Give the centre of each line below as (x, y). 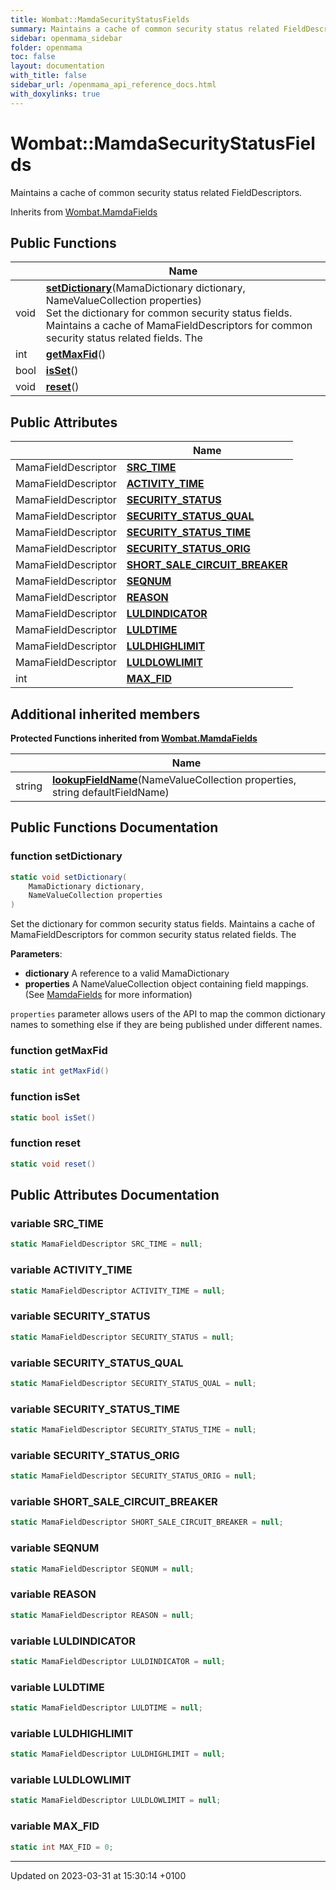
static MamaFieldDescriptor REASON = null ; (102, 1615)
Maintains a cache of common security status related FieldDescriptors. (156, 192)
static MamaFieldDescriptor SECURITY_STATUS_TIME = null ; (133, 1430)
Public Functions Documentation (114, 827)
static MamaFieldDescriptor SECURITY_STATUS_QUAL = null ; (133, 1383)
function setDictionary (66, 856)
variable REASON (53, 1594)
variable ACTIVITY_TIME (71, 1270)
